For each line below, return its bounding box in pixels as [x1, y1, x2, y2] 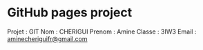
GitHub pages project [7, 5, 133, 21]
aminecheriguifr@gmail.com [7, 34, 88, 42]
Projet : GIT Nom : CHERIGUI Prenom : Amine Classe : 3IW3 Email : [7, 27, 197, 36]
